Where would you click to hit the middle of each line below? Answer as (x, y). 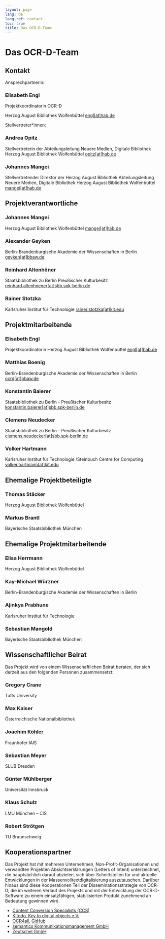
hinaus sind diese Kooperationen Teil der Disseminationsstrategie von (76, 885)
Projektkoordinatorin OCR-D (33, 106)
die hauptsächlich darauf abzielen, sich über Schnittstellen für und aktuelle (81, 874)
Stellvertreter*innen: (26, 125)
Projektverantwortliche (41, 204)
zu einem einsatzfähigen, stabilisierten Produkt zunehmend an (88, 896)
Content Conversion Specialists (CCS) (51, 910)
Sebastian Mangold (29, 629)
